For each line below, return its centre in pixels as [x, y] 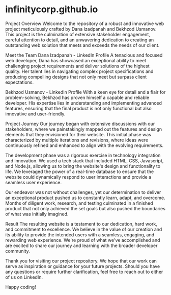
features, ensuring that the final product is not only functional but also [78, 108]
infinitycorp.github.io [52, 9]
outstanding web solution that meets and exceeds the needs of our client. [82, 45]
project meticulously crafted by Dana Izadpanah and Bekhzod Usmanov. [81, 29]
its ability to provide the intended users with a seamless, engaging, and [80, 235]
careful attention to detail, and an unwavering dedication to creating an [80, 40]
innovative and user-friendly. [35, 114]
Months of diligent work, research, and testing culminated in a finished [79, 203]
